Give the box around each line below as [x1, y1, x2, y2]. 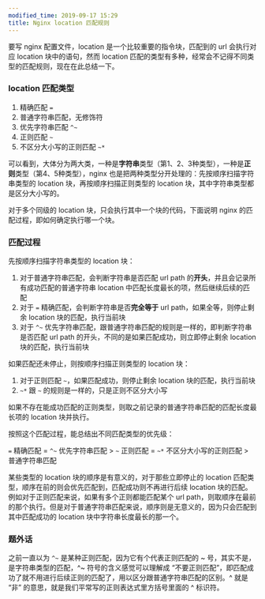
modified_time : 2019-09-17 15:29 [8, 11, 118, 20]
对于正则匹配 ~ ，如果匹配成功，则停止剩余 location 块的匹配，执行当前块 [19, 376, 256, 386]
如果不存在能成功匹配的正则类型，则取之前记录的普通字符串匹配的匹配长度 [8, 402, 250, 412]
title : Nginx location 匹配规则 [8, 19, 110, 27]
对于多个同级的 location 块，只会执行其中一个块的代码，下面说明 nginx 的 [8, 205, 247, 214]
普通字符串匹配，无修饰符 [19, 112, 103, 122]
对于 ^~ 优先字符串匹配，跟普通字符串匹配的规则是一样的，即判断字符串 [19, 322, 252, 332]
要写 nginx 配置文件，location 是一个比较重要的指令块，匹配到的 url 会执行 [8, 41, 250, 51]
